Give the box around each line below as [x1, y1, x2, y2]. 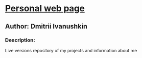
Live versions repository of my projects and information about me [5, 47, 137, 53]
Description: [5, 37, 35, 43]
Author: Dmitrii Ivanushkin [5, 22, 88, 30]
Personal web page [5, 3, 85, 14]
